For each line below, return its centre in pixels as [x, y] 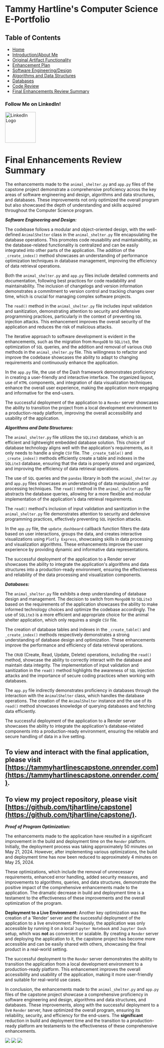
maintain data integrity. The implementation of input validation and [72, 665]
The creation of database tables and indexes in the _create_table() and [78, 630]
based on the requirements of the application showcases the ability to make [82, 604]
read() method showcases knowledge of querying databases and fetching [80, 706]
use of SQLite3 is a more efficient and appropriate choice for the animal [77, 615]
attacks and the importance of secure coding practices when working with [80, 676]
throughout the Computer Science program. [49, 211]
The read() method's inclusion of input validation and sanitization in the [77, 509]
